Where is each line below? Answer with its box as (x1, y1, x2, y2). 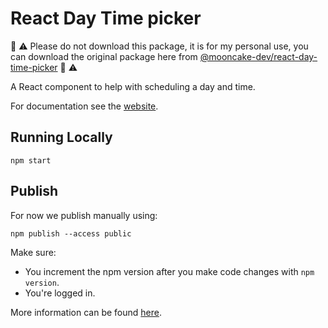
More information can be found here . (10, 306, 162, 318)
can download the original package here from (10, 50, 198, 62)
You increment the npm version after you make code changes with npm (24, 265, 315, 277)
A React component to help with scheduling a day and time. (10, 80, 256, 92)
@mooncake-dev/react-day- (199, 50, 318, 62)
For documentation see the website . (10, 100, 159, 112)
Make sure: (10, 246, 57, 258)
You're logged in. (24, 287, 96, 299)
